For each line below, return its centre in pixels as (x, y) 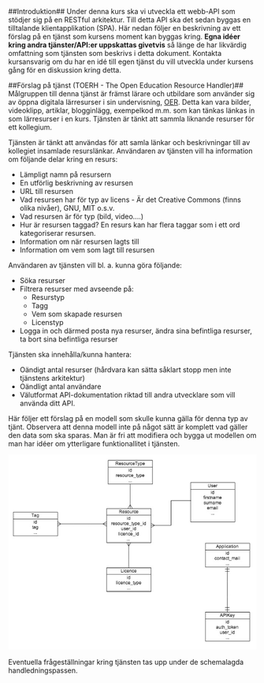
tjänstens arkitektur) (52, 378)
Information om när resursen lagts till (79, 241)
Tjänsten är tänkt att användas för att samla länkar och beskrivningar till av (129, 142)
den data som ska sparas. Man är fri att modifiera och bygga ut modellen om (132, 435)
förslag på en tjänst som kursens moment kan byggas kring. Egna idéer (124, 36)
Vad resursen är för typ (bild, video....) (82, 216)
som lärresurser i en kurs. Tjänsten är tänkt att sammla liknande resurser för (131, 119)
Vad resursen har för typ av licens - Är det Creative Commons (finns (130, 200)
